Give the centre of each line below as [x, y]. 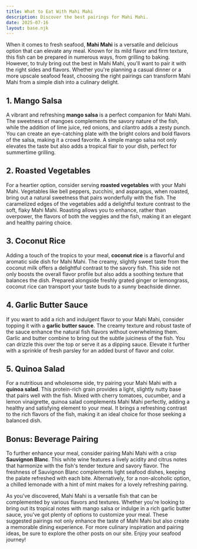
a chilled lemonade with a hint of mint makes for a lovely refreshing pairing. [97, 485]
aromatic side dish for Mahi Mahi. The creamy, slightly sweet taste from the [97, 261]
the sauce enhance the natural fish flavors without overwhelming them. [92, 332]
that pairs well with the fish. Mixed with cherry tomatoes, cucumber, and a [96, 395]
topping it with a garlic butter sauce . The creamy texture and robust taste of [99, 325]
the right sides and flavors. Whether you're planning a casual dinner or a [94, 70]
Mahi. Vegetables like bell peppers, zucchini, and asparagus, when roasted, [98, 191]
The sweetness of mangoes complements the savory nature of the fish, [93, 121]
